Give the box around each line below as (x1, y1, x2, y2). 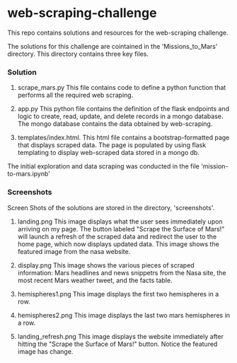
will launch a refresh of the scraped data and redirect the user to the (17, 232, 217, 241)
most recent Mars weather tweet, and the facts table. (17, 276, 173, 284)
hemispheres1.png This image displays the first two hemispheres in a (17, 289, 219, 298)
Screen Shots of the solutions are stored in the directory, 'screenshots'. (7, 203, 215, 212)
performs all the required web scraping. (17, 91, 134, 100)
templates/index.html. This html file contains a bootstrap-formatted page (17, 133, 230, 142)
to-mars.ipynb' (7, 170, 51, 178)
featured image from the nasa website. (17, 247, 131, 255)
